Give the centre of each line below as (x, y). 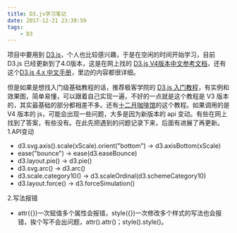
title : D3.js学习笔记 (37, 14)
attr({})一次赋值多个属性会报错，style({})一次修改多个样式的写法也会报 (120, 213)
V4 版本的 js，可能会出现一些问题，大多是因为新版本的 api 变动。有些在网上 (117, 114)
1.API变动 (21, 132)
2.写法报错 (23, 198)
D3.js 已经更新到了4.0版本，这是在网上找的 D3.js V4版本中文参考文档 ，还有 (117, 64)
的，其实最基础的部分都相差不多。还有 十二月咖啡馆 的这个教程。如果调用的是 (119, 105)
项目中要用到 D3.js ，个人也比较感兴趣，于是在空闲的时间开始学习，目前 (111, 55)
